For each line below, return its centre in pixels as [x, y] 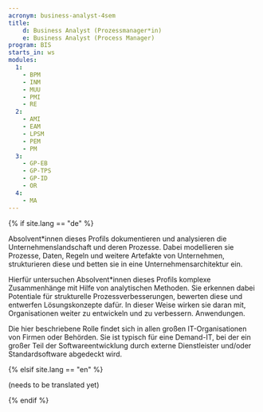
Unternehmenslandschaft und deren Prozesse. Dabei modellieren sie [121, 247]
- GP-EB [35, 164]
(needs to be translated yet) [54, 385]
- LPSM [33, 134]
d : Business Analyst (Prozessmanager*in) [92, 30]
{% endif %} [29, 400]
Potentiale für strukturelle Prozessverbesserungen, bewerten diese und [126, 296]
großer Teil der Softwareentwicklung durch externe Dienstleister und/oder [130, 345]
